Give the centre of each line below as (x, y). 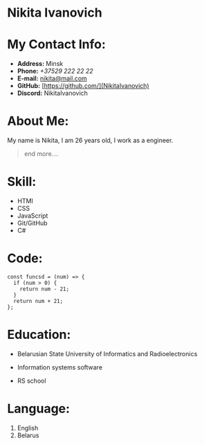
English (28, 428)
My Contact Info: (56, 45)
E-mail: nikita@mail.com (52, 78)
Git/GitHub (32, 223)
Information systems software (59, 367)
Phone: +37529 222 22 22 (55, 71)
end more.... (41, 154)
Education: (39, 335)
